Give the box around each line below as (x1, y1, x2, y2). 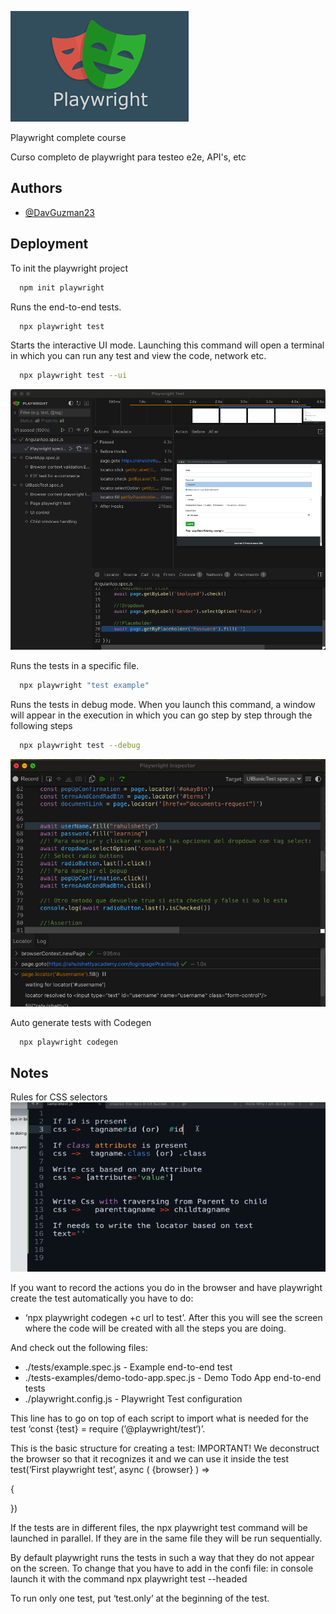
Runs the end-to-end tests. (10, 301, 122, 313)
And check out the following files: (10, 1342, 148, 1354)
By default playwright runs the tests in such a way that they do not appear (10, 1552, 315, 1564)
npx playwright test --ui (19, 371, 128, 381)
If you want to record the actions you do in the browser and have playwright (10, 1282, 323, 1294)
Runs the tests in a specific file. (10, 660, 140, 672)
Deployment (10, 236, 89, 253)
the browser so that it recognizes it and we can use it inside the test (10, 1453, 290, 1465)
